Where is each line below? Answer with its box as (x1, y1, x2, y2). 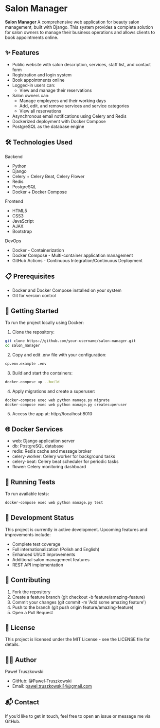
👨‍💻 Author (5, 656, 37, 664)
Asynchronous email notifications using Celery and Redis (12, 113, 127, 119)
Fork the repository (12, 589, 51, 595)
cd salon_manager (5, 343, 40, 348)
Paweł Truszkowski (5, 669, 44, 675)
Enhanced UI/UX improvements (12, 551, 75, 557)
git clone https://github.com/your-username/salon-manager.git (5, 338, 136, 343)
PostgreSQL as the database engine (12, 124, 85, 129)
